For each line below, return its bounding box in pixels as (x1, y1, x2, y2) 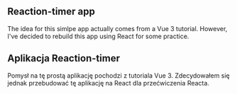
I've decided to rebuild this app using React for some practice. (7, 32, 189, 40)
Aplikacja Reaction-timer (7, 52, 121, 64)
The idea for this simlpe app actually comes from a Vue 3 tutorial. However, (7, 24, 228, 33)
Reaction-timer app (7, 6, 96, 18)
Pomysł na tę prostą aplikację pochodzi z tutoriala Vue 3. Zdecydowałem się (7, 71, 231, 80)
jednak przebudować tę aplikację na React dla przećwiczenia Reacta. (7, 78, 209, 87)
